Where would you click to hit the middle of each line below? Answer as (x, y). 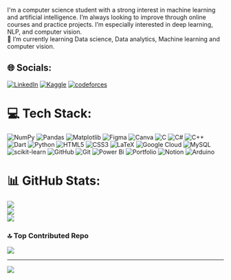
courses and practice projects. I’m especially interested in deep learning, (110, 24)
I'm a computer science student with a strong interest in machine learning (111, 10)
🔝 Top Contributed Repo (48, 235)
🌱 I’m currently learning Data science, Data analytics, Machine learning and (113, 39)
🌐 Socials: (30, 68)
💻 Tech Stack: (49, 113)
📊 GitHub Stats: (54, 180)
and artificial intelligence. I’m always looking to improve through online (107, 17)
